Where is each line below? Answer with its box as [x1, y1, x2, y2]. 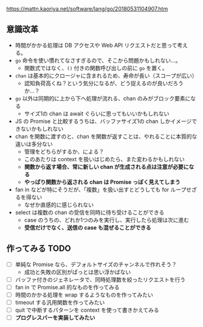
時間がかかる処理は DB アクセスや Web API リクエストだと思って [15, 41, 177, 49]
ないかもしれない [20, 125, 64, 133]
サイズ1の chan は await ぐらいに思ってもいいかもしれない [24, 109, 170, 117]
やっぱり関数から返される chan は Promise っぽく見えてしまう [24, 178, 181, 185]
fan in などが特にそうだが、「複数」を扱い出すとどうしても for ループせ [15, 185, 192, 193]
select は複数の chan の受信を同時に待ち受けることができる [15, 208, 165, 216]
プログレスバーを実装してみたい [15, 314, 95, 321]
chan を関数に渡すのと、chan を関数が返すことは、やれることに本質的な [15, 133, 198, 140]
